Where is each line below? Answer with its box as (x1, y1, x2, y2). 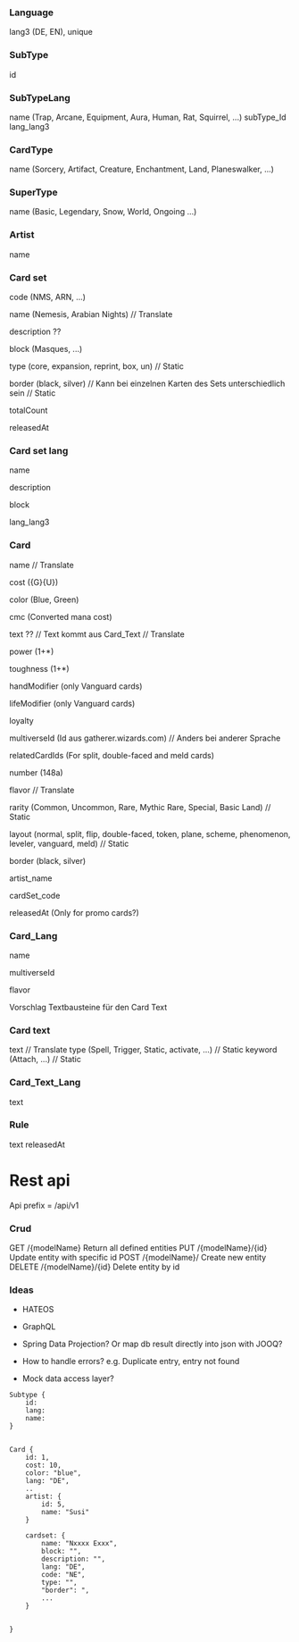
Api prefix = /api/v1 (9, 1200, 79, 1211)
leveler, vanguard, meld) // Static (9, 838, 129, 849)
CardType (9, 143, 54, 155)
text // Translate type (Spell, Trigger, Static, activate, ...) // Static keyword (9, 1044, 278, 1055)
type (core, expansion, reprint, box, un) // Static (9, 361, 185, 372)
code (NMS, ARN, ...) (9, 292, 87, 303)
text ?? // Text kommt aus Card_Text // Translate (9, 628, 185, 640)
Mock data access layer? (21, 1373, 114, 1384)
